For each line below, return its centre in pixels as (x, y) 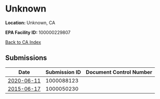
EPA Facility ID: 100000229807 (38, 32)
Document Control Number (119, 72)
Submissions (26, 58)
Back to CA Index (23, 42)
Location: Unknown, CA (30, 23)
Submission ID (63, 72)
